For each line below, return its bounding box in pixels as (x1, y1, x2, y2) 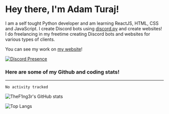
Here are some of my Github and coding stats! (5, 68, 120, 75)
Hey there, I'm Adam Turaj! (5, 4, 119, 15)
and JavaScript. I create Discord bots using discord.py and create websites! (5, 25, 162, 31)
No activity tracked (5, 85, 49, 90)
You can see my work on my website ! (5, 46, 83, 52)
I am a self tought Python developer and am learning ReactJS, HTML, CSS (5, 20, 159, 26)
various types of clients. (5, 36, 55, 42)
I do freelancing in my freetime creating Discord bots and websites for (5, 31, 150, 37)
